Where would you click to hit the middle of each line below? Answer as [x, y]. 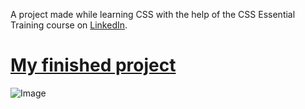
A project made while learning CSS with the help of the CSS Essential [153, 14]
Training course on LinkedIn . [69, 25]
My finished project [93, 65]
